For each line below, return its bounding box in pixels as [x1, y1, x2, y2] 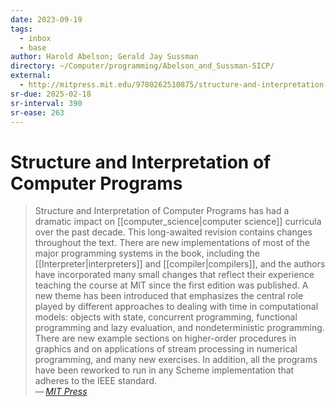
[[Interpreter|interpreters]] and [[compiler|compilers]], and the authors [34, 258, 326, 270]
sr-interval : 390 [10, 98, 83, 108]
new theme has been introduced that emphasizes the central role [34, 290, 304, 302]
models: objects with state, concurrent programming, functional [34, 311, 298, 323]
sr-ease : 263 [10, 107, 65, 118]
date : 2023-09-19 [10, 14, 83, 25]
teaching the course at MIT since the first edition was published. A [34, 279, 309, 291]
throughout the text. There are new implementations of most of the [34, 237, 310, 249]
